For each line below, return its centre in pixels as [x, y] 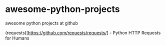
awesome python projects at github [42, 23]
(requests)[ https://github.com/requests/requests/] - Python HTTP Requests [83, 32]
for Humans [17, 38]
